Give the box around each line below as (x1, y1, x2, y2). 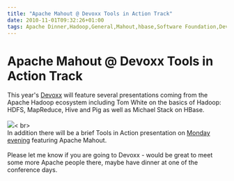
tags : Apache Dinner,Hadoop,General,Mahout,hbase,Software (7, 23, 182, 30)
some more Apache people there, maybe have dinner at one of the (7, 158, 198, 167)
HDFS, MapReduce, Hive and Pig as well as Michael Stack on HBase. (7, 106, 205, 114)
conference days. (7, 166, 58, 174)
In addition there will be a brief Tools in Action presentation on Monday (7, 129, 210, 137)
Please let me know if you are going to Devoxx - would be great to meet (7, 151, 213, 159)
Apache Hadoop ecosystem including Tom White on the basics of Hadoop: (7, 98, 221, 107)
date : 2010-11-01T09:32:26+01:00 (7, 17, 104, 24)
